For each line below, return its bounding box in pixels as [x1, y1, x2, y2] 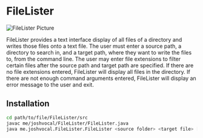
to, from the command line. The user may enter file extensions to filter [6, 55, 181, 62]
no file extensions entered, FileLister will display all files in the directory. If [6, 68, 191, 75]
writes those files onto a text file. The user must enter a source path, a [6, 42, 182, 50]
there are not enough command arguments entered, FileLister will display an [6, 74, 197, 82]
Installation [6, 99, 50, 109]
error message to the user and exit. [6, 80, 94, 88]
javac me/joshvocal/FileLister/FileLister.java [6, 120, 129, 126]
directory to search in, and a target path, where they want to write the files [6, 48, 192, 56]
